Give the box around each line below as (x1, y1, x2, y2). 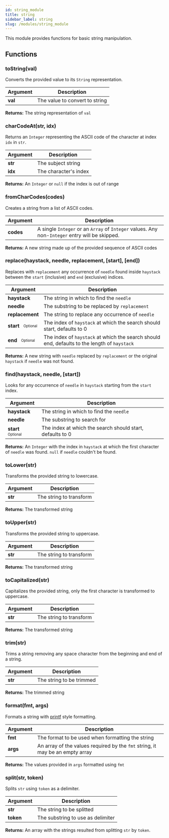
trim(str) (5, 639, 27, 646)
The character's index (37, 168, 90, 175)
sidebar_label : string (5, 17, 53, 22)
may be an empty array (37, 748, 92, 755)
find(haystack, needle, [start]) (5, 371, 81, 378)
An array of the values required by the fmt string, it (37, 742, 156, 749)
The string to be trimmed (37, 677, 96, 684)
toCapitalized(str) (5, 576, 49, 583)
